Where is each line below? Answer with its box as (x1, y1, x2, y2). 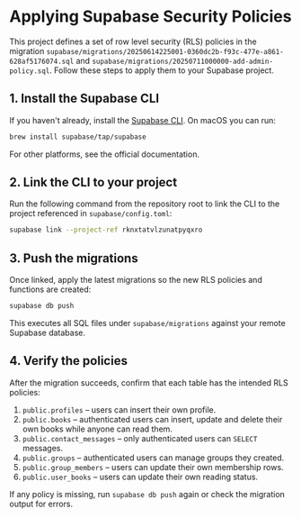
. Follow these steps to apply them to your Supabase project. (49, 65, 274, 76)
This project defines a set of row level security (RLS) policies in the (9, 36, 258, 47)
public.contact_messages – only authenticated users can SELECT (22, 432, 258, 443)
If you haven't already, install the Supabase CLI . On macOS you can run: (9, 114, 277, 125)
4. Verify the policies (9, 353, 128, 368)
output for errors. (9, 498, 74, 509)
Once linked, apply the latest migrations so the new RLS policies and (9, 275, 262, 286)
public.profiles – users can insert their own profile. (22, 404, 217, 415)
